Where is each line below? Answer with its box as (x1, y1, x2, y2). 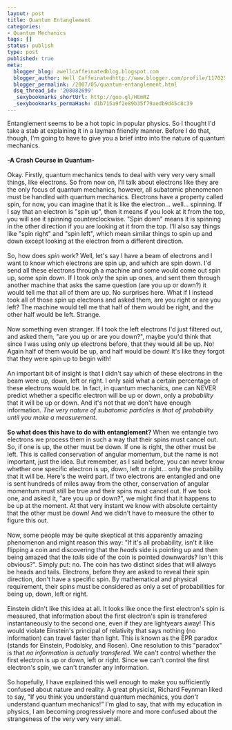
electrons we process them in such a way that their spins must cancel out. (7, 435, 219, 444)
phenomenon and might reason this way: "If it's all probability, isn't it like (7, 538, 214, 547)
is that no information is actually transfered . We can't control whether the (7, 648, 216, 657)
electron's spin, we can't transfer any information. (7, 663, 149, 671)
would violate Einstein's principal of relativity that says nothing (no (7, 626, 196, 635)
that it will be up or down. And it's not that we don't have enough (7, 399, 191, 407)
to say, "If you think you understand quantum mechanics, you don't (7, 693, 199, 701)
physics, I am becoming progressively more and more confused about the (7, 707, 217, 715)
